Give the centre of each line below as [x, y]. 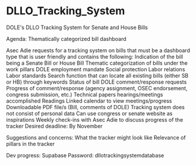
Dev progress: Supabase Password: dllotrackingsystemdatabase [85, 155]
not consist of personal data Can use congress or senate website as [89, 113]
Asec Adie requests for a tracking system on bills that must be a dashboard [98, 50]
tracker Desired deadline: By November [54, 126]
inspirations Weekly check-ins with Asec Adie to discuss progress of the [95, 119]
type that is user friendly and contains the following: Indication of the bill [94, 56]
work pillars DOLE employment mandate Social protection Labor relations [96, 69]
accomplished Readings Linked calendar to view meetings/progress [89, 101]
